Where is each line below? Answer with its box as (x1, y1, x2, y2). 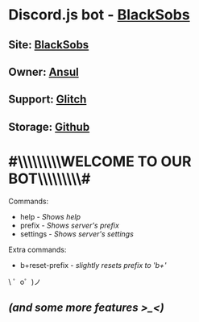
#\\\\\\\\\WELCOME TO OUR (8, 152, 192, 170)
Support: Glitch (8, 93, 87, 107)
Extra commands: (8, 245, 67, 254)
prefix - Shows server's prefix (19, 220, 119, 230)
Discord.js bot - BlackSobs (8, 6, 191, 24)
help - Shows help (19, 211, 81, 221)
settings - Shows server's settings (19, 228, 135, 239)
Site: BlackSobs (8, 38, 89, 52)
